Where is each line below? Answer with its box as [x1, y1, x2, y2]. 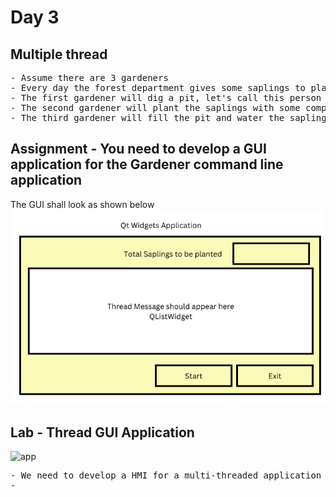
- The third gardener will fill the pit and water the [10, 112, 285, 123]
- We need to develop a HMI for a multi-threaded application [10, 470, 322, 481]
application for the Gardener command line [10, 156, 284, 173]
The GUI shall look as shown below [10, 198, 155, 210]
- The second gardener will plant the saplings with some [10, 102, 301, 113]
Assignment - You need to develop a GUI [10, 141, 267, 158]
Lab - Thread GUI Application [10, 424, 195, 441]
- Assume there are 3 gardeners [10, 72, 169, 83]
